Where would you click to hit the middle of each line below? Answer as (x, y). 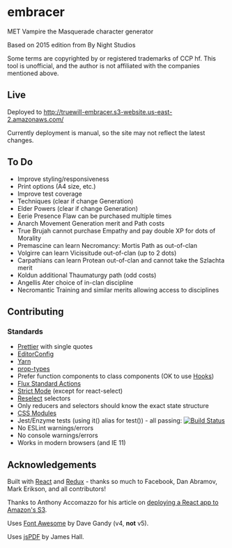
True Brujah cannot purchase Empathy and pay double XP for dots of (116, 230)
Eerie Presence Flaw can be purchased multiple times (94, 216)
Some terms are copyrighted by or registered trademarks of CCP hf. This (112, 58)
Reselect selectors (44, 398)
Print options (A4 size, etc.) (56, 186)
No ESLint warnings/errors (55, 428)
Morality (29, 238)
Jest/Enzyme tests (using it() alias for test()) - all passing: (100, 421)
